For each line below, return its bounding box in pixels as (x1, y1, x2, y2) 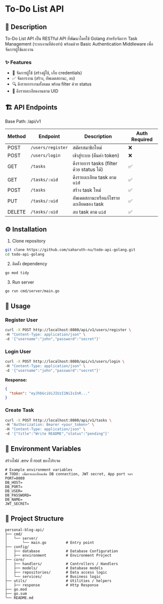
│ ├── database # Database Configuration (5, 549, 118, 554)
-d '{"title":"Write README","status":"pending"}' (5, 431, 110, 436)
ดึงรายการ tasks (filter (72, 160, 117, 167)
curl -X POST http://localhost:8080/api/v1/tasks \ (5, 418, 112, 423)
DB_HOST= (5, 480, 23, 485)
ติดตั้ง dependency (12, 261, 48, 267)
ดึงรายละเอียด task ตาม (72, 174, 116, 181)
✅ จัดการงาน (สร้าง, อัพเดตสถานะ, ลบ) (12, 75, 75, 81)
